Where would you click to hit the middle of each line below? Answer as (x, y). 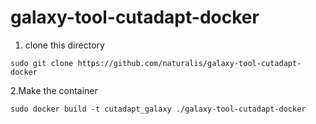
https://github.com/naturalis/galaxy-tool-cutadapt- (189, 63)
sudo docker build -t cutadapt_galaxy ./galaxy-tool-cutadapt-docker (158, 109)
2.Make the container (54, 90)
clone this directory (64, 45)
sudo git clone (42, 63)
